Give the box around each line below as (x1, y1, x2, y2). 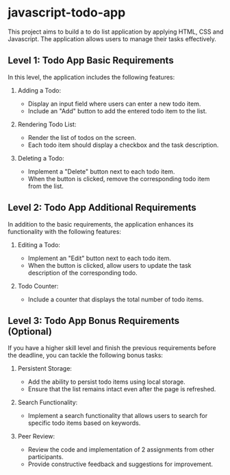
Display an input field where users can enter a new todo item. (27, 100, 201, 108)
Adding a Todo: (17, 86, 61, 94)
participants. (27, 453, 64, 461)
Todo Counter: (17, 281, 59, 290)
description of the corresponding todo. (27, 268, 138, 277)
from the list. (27, 182, 64, 190)
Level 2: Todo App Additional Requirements (8, 202, 197, 213)
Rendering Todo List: (17, 120, 77, 128)
